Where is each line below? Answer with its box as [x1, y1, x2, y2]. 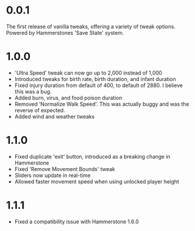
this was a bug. [14, 88, 52, 95]
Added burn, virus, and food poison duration [14, 94, 122, 101]
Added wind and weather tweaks [14, 113, 95, 120]
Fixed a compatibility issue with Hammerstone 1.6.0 [14, 218, 139, 225]
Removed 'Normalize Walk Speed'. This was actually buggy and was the [14, 101, 190, 108]
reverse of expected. [14, 106, 66, 113]
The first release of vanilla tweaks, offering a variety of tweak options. [6, 23, 176, 30]
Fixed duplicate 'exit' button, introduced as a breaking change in [14, 153, 170, 160]
